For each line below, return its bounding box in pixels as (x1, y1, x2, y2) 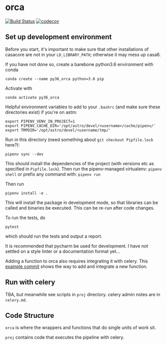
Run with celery (5, 278, 55, 287)
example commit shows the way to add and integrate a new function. (5, 263, 148, 269)
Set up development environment (5, 33, 112, 41)
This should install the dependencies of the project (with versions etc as (5, 160, 154, 166)
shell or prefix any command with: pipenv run (5, 171, 101, 177)
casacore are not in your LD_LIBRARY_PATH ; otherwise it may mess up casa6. (5, 51, 161, 57)
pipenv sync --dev (5, 152, 44, 157)
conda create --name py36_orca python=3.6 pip (5, 76, 104, 82)
